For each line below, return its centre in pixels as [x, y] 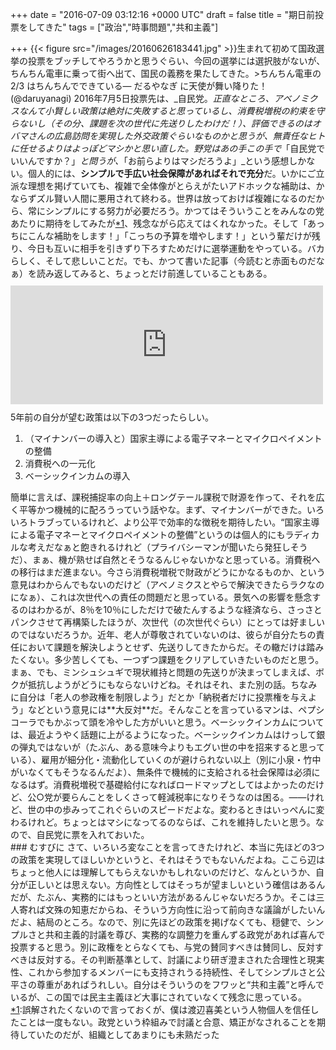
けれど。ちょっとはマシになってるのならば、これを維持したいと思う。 [171, 822]
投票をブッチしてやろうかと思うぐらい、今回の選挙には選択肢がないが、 [176, 61]
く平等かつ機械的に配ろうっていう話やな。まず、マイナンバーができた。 [159, 509]
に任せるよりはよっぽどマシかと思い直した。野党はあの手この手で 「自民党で [168, 148]
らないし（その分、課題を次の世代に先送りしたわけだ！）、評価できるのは [161, 123]
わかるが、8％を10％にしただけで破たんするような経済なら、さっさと [179, 609]
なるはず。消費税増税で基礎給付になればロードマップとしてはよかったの [158, 784]
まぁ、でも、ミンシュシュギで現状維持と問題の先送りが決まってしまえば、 [163, 672]
